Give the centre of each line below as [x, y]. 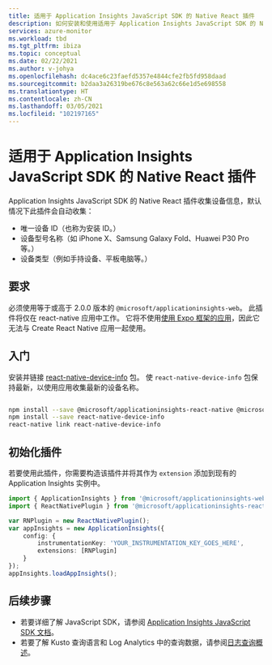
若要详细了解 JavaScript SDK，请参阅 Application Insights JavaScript [135, 622]
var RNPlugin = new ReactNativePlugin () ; [79, 521]
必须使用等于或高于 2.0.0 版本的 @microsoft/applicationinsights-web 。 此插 [136, 307]
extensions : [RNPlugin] [77, 551]
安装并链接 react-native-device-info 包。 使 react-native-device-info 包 [130, 377]
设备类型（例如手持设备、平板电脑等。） [86, 258]
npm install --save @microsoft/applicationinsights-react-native [121, 410]
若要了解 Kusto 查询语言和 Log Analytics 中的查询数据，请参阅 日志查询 [138, 642]
